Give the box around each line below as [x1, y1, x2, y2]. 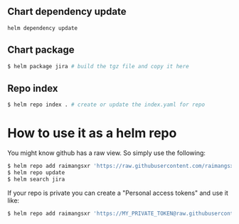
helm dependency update [7, 24, 78, 31]
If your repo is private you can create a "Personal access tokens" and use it [7, 188, 229, 197]
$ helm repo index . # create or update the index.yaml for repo [7, 101, 205, 109]
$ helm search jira [7, 176, 65, 183]
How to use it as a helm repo [7, 125, 177, 142]
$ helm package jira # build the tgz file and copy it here [7, 63, 190, 70]
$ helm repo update [7, 169, 65, 176]
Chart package [7, 44, 75, 56]
